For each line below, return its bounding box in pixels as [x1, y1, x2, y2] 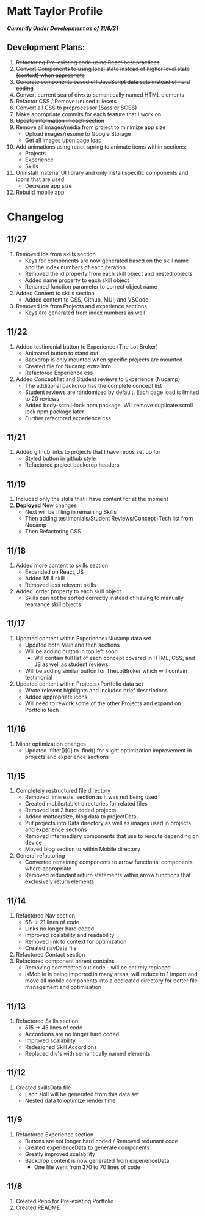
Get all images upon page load [24, 136, 102, 144]
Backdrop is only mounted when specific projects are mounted [24, 356, 183, 363]
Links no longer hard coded [24, 925, 95, 932]
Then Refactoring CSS [24, 528, 81, 535]
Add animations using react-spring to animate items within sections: [15, 143, 187, 150]
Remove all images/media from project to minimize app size [15, 124, 166, 131]
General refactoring [15, 852, 65, 859]
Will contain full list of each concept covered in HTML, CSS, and [34, 654, 195, 661]
